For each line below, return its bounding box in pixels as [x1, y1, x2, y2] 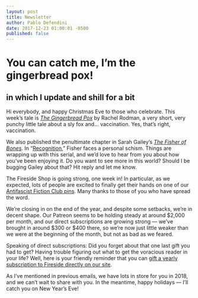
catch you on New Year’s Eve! [6, 285, 79, 292]
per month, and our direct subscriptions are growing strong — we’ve [6, 218, 174, 225]
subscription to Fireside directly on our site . [6, 261, 113, 268]
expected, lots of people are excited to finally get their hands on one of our [6, 181, 189, 188]
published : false [6, 31, 49, 37]
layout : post [6, 8, 39, 15]
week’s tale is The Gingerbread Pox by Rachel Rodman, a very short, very [6, 114, 186, 121]
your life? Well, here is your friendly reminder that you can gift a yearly [6, 255, 178, 262]
